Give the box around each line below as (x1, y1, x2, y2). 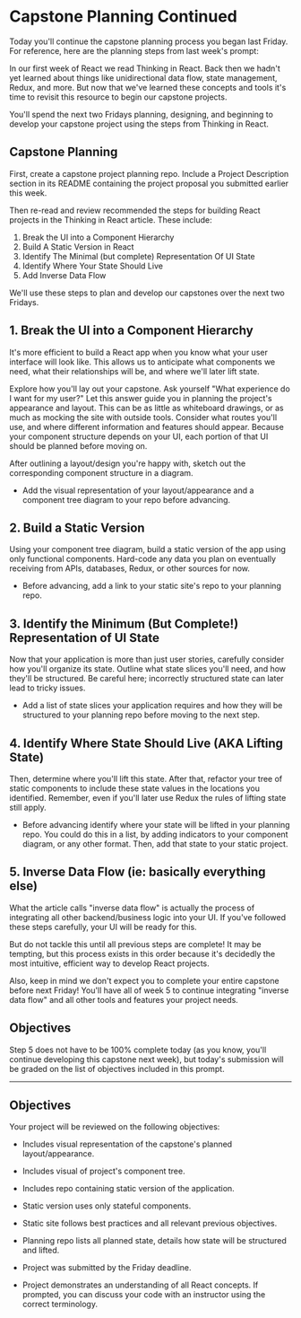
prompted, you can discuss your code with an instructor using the (21, 1289, 266, 1300)
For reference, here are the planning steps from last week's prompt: (9, 45, 260, 56)
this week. (9, 187, 47, 198)
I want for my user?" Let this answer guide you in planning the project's (9, 392, 272, 403)
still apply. (9, 802, 47, 813)
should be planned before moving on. (9, 440, 148, 451)
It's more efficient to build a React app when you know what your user (9, 347, 269, 357)
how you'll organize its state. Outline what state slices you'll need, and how (9, 663, 287, 674)
